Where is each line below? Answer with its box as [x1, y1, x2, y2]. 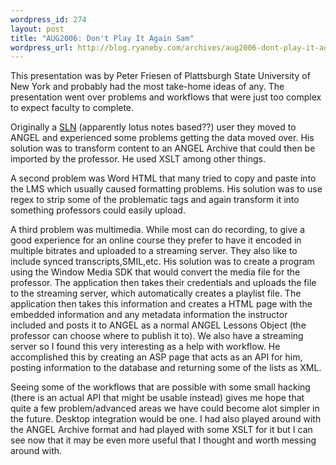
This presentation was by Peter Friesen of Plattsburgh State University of [10, 70, 311, 82]
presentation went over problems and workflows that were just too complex [10, 91, 322, 103]
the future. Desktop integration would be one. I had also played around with [10, 413, 322, 425]
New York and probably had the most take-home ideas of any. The [10, 81, 285, 93]
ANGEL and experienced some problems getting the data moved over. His [10, 132, 315, 144]
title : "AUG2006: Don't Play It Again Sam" [10, 33, 195, 43]
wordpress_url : [10, 42, 74, 53]
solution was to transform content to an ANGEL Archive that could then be [10, 142, 316, 155]
